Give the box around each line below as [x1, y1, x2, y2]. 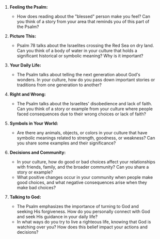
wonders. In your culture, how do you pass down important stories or [16, 77, 155, 82]
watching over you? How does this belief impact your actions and [16, 224, 148, 230]
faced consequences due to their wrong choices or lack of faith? [16, 111, 146, 117]
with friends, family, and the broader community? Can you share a [16, 164, 149, 170]
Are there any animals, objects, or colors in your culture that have [16, 130, 148, 135]
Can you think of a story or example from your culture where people [16, 106, 153, 112]
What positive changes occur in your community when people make [16, 175, 153, 180]
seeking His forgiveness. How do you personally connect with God [16, 208, 150, 214]
